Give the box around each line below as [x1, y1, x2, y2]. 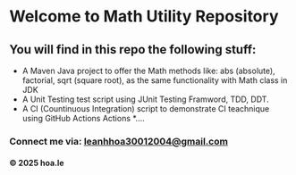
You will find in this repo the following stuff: [9, 42, 257, 57]
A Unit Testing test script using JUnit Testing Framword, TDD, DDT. [21, 94, 270, 104]
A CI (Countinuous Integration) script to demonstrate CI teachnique [21, 104, 270, 113]
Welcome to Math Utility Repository [9, 6, 279, 27]
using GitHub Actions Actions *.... [21, 113, 145, 123]
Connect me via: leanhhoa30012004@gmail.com [9, 135, 228, 147]
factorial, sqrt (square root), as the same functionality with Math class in [21, 75, 288, 86]
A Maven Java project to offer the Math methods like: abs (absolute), [21, 65, 275, 76]
